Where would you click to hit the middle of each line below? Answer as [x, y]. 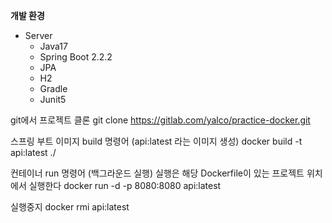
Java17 [53, 46]
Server [38, 35]
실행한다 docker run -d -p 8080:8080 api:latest [125, 185]
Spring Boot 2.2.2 [76, 57]
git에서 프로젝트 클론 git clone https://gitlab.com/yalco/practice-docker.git [160, 120]
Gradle [53, 88]
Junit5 [53, 99]
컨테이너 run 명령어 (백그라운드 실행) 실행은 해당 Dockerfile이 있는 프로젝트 [157, 173]
